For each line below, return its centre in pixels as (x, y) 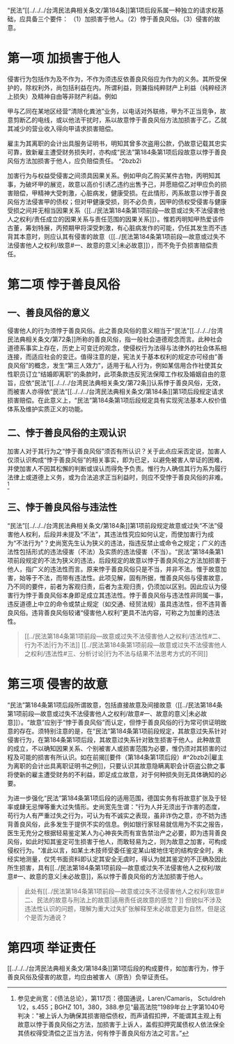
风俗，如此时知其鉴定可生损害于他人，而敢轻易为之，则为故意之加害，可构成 (117, 841)
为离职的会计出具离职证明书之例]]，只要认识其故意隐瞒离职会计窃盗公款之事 (116, 765)
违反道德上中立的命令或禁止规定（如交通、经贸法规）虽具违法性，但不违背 (114, 604)
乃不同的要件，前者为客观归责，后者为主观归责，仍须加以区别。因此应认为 (114, 586)
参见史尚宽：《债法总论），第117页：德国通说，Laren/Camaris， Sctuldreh (122, 999)
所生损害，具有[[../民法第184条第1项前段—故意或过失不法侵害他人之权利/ (111, 867)
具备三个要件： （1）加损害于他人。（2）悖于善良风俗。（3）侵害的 (120, 19)
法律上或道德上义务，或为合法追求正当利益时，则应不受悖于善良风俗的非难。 (117, 477)
